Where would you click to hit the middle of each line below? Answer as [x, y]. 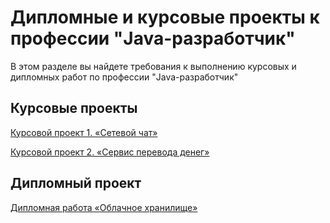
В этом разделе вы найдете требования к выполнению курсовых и [153, 66]
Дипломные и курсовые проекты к [165, 17]
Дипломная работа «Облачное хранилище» [104, 207]
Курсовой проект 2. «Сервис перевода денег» [110, 152]
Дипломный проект [76, 183]
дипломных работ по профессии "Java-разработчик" [124, 77]
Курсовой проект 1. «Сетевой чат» [84, 132]
